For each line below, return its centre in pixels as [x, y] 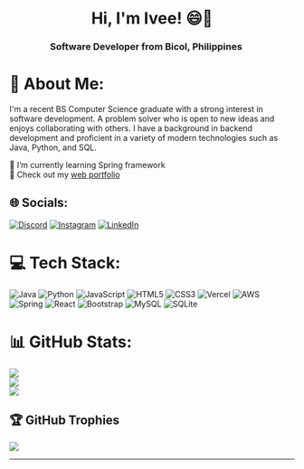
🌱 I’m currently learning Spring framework [87, 165]
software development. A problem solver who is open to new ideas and [142, 119]
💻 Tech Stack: [65, 263]
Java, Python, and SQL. [53, 147]
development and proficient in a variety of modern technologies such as [144, 138]
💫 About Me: [57, 84]
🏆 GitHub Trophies [65, 421]
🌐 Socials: [39, 203]
